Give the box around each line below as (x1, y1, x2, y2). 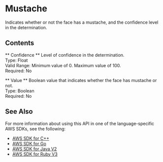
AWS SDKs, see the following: (5, 125, 65, 131)
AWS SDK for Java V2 (12, 146, 57, 152)
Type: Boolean (5, 87, 34, 94)
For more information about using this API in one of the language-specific (5, 121, 154, 126)
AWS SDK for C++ (12, 135, 49, 141)
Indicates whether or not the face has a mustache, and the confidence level (5, 19, 159, 25)
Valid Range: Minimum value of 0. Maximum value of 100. (5, 62, 121, 68)
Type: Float (5, 57, 28, 63)
